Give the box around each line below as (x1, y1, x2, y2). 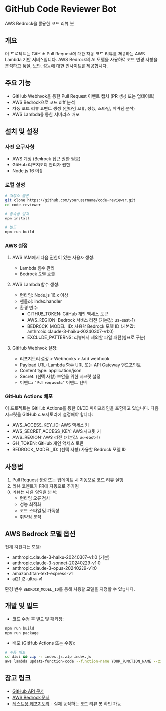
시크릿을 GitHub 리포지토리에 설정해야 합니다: (5, 411, 93, 417)
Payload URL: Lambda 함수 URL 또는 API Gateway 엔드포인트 (19, 362, 141, 368)
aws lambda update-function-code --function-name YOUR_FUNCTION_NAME (5, 659, 152, 664)
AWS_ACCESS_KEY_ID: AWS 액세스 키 (12, 422, 89, 428)
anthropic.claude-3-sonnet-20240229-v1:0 (12, 560, 101, 566)
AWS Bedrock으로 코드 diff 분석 (12, 99, 75, 105)
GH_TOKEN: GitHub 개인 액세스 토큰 (12, 440, 84, 446)
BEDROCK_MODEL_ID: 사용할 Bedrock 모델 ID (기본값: (27, 323, 135, 329)
